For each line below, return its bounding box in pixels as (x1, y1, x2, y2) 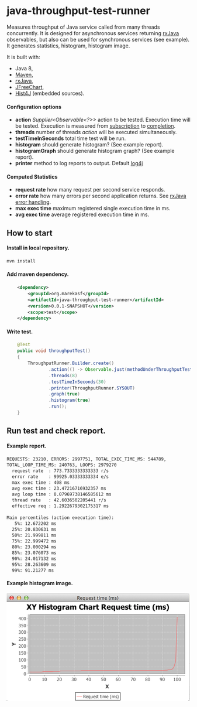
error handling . (15, 199, 51, 206)
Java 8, (15, 64, 33, 71)
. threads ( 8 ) (48, 373, 78, 378)
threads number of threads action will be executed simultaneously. (15, 129, 177, 136)
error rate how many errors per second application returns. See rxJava (15, 192, 186, 200)
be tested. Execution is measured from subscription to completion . (15, 122, 176, 129)
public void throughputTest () (17, 348, 91, 354)
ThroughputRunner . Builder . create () (27, 360, 115, 367)
